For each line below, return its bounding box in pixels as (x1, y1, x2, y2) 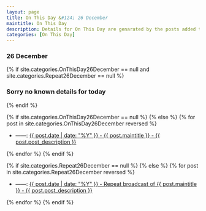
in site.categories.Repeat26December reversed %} (6, 168, 135, 176)
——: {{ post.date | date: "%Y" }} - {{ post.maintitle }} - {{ (15, 131, 161, 139)
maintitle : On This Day (6, 20, 67, 26)
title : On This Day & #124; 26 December (6, 15, 109, 21)
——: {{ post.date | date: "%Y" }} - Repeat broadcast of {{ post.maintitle (15, 180, 197, 187)
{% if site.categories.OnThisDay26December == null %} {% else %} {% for (6, 113, 196, 120)
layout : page (6, 9, 40, 15)
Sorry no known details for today (6, 87, 106, 96)
